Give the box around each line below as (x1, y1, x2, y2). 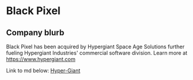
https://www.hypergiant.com (6, 56, 75, 62)
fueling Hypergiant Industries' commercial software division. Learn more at (6, 49, 188, 56)
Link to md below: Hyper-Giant (6, 67, 81, 74)
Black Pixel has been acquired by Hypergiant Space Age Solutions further (6, 43, 185, 50)
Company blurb (6, 28, 65, 38)
